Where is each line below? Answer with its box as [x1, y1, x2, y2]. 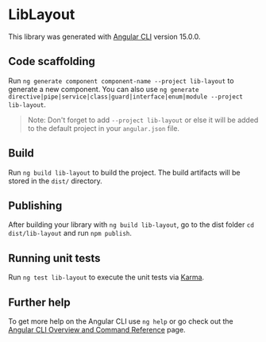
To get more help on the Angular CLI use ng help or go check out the [8, 317, 233, 326]
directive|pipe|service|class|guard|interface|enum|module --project [8, 93, 244, 101]
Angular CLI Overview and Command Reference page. [8, 325, 186, 334]
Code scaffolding [8, 55, 95, 68]
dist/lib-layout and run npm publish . [8, 229, 133, 238]
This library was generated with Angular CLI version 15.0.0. [8, 32, 201, 41]
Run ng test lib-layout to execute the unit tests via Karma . [8, 272, 205, 282]
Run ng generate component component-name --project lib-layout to [8, 75, 234, 85]
